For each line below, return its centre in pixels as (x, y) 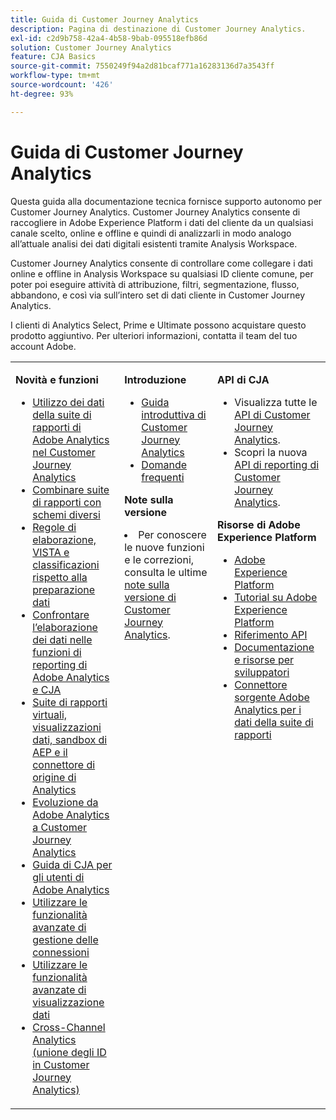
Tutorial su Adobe (276, 597)
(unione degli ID (69, 1052)
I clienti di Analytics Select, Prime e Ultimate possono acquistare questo (158, 325)
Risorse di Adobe (258, 524)
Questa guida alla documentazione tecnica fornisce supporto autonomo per (166, 201)
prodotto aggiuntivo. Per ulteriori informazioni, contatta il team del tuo (154, 335)
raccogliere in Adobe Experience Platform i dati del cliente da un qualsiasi (162, 222)
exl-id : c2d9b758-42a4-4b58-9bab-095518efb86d (109, 38)
